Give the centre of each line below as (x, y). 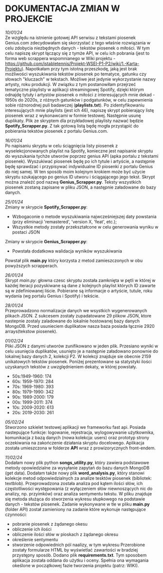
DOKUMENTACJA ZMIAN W (63, 9)
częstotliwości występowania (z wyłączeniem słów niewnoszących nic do (79, 488)
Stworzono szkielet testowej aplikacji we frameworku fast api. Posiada (75, 427)
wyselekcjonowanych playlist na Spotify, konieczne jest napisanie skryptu (79, 151)
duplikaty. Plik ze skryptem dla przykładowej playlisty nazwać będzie (74, 121)
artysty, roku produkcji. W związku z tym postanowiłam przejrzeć (71, 84)
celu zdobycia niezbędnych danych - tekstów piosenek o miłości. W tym (77, 48)
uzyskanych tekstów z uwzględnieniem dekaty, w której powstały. (71, 366)
